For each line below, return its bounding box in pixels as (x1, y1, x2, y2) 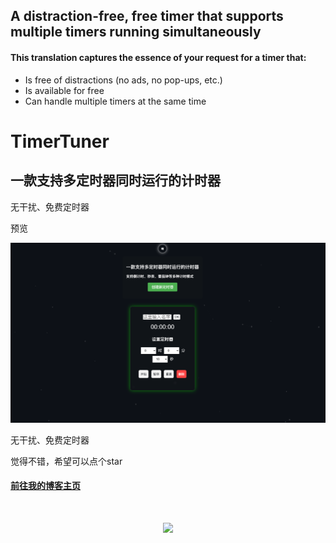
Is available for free (24, 84, 105, 96)
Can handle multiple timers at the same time (24, 95, 207, 107)
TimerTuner (10, 130, 110, 153)
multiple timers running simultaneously (10, 24, 262, 41)
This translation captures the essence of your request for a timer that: (10, 51, 307, 63)
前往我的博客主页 (10, 480, 81, 492)
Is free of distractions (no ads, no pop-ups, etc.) (24, 74, 223, 86)
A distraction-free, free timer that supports (10, 8, 284, 25)
